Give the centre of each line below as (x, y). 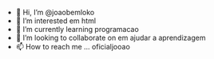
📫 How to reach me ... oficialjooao (73, 47)
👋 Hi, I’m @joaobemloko (55, 12)
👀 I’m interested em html (56, 21)
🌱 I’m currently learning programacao (77, 29)
